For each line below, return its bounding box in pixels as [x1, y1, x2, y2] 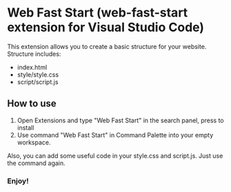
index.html [17, 63, 48, 71]
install [17, 123, 34, 132]
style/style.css [17, 70, 59, 79]
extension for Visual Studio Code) [7, 19, 205, 35]
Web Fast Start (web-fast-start [7, 5, 188, 21]
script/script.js [17, 77, 59, 86]
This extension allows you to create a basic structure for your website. [7, 42, 207, 50]
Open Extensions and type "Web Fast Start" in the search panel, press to [17, 116, 224, 124]
